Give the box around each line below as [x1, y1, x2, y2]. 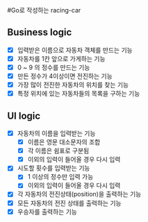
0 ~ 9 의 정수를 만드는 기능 [17, 63, 90, 71]
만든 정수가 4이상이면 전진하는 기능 [17, 72, 113, 80]
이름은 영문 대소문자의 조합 [27, 138, 101, 146]
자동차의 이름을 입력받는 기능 [17, 129, 96, 137]
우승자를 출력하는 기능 [17, 207, 78, 216]
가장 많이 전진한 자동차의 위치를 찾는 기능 [17, 80, 129, 89]
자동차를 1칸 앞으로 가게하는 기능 [17, 54, 106, 62]
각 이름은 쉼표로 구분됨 [27, 146, 90, 155]
